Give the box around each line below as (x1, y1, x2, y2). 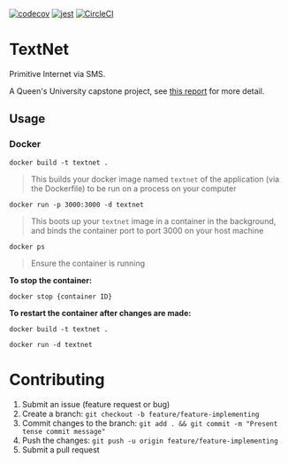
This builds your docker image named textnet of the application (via (30, 174, 280, 184)
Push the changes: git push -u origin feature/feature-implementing (21, 435, 278, 445)
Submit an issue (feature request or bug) (21, 398, 171, 409)
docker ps (9, 242, 46, 251)
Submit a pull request (21, 444, 100, 455)
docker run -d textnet (9, 340, 93, 349)
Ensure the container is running (30, 258, 146, 268)
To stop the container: (9, 275, 93, 285)
